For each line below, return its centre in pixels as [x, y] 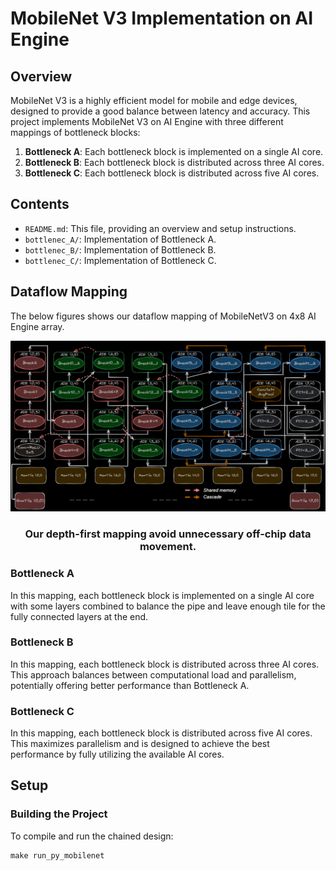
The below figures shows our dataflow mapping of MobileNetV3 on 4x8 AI [163, 316]
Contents [40, 204]
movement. [168, 547]
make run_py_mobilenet [57, 855]
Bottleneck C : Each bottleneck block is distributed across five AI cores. [172, 173]
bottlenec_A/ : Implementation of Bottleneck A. [120, 239]
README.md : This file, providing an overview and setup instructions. [160, 228]
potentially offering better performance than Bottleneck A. [130, 685]
